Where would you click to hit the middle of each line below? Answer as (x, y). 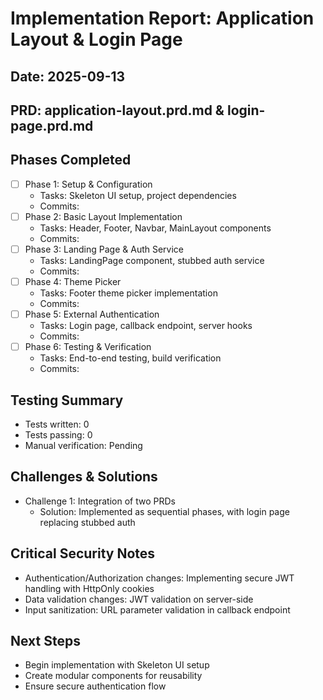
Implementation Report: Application (162, 18)
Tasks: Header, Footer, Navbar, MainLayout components (155, 228)
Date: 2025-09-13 (68, 76)
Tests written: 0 (57, 424)
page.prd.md (52, 125)
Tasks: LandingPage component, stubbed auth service (152, 260)
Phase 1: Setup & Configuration (88, 184)
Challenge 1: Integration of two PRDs (100, 501)
